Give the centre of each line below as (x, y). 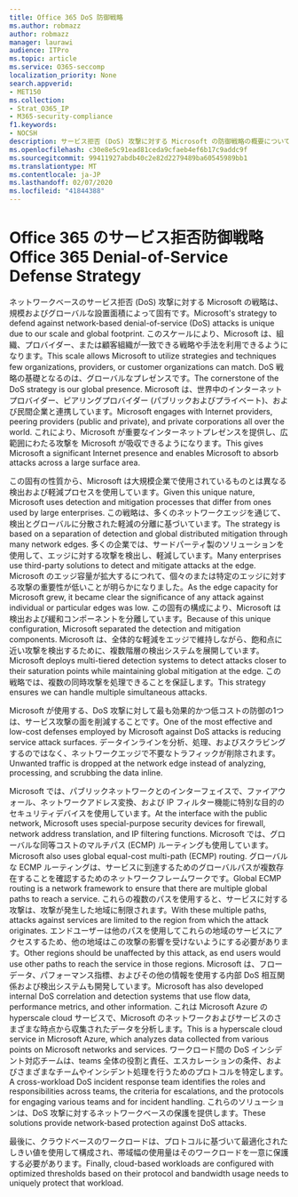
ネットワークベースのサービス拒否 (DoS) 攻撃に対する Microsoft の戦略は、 (146, 301)
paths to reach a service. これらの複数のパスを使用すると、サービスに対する (149, 898)
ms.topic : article (43, 59)
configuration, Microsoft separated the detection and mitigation (125, 629)
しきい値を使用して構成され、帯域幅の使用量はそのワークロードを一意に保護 (149, 1152)
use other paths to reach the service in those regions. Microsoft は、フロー (146, 964)
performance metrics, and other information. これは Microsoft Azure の (139, 1007)
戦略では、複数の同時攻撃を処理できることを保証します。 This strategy (137, 682)
